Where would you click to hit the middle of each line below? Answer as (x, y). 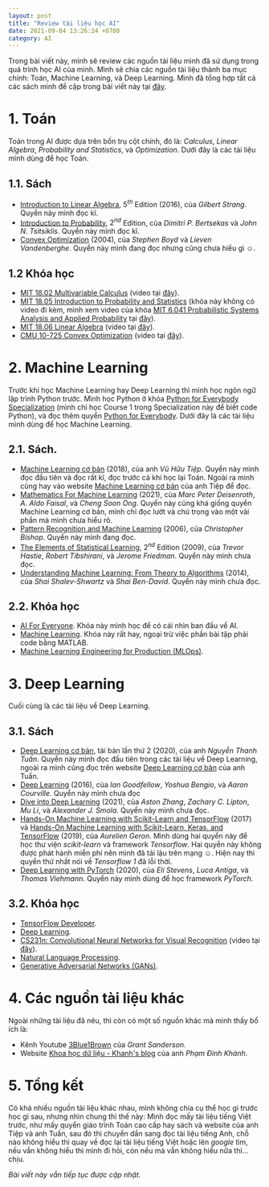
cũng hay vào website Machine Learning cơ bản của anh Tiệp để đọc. (135, 486)
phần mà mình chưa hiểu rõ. (66, 520)
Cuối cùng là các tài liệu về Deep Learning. (79, 706)
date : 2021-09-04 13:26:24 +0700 (64, 31)
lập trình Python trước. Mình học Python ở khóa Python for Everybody (124, 399)
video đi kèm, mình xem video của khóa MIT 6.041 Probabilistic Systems (139, 310)
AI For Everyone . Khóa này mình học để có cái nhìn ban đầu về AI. (129, 626)
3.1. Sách (31, 731)
